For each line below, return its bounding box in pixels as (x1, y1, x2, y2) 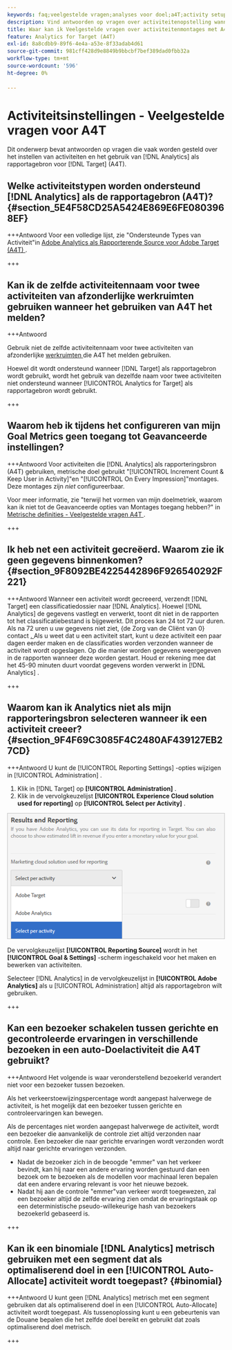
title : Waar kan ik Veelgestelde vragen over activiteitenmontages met (7, 26, 217, 33)
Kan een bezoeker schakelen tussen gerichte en (7, 1022, 219, 1034)
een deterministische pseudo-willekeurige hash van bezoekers (17, 1202, 196, 1210)
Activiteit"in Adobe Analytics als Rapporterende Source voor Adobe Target (7, 238, 220, 247)
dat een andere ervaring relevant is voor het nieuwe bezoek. (17, 1180, 189, 1188)
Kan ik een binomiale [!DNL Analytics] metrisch (7, 1243, 215, 1254)
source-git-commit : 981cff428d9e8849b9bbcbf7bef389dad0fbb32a (7, 48, 190, 55)
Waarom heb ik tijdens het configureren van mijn (7, 420, 221, 432)
